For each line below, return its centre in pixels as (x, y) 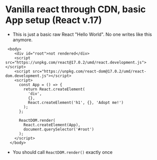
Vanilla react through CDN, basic (76, 9)
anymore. (23, 40)
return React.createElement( (54, 89)
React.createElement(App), (52, 125)
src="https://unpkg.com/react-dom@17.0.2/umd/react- (89, 71)
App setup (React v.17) (54, 20)
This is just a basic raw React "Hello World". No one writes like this (82, 34)
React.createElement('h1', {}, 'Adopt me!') (76, 102)
